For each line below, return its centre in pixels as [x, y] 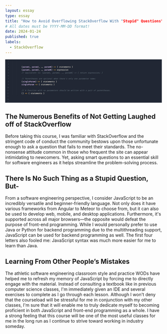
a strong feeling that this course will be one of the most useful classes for [80, 316]
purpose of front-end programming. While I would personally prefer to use [81, 224]
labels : [13, 42]
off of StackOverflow [38, 124]
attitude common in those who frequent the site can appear [87, 152]
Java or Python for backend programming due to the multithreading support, [83, 230]
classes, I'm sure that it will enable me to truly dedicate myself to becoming [82, 305]
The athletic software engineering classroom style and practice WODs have [83, 273]
